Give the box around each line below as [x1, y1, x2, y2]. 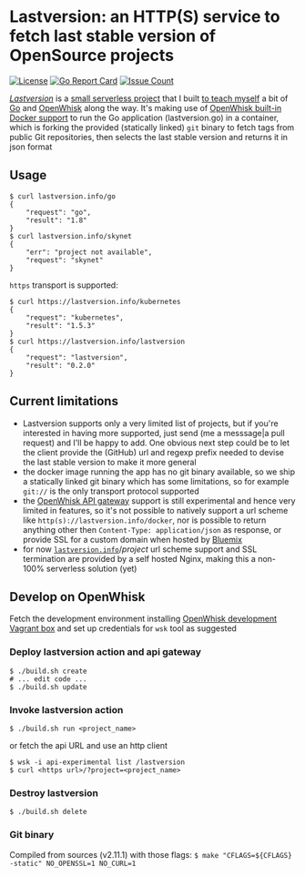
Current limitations [9, 393, 118, 409]
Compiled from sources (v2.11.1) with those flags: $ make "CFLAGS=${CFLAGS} [9, 849, 293, 860]
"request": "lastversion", [25, 352, 128, 362]
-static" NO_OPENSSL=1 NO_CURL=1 [9, 859, 137, 868]
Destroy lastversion [9, 786, 98, 799]
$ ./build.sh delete [9, 808, 88, 817]
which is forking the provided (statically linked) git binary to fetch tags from [9, 121, 295, 133]
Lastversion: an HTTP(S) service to [9, 6, 280, 27]
